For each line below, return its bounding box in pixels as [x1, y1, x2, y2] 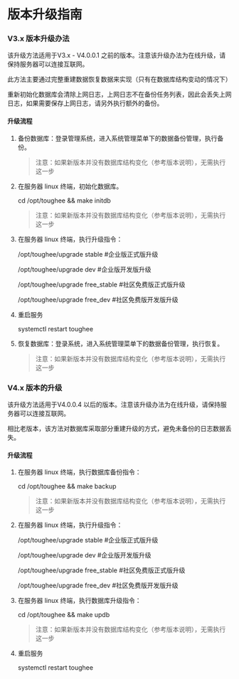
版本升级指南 [7, 6, 83, 23]
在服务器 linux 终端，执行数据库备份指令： [17, 468, 142, 476]
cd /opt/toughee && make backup [17, 482, 117, 491]
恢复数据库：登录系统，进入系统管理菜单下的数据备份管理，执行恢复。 [17, 339, 224, 348]
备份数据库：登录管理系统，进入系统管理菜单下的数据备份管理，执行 [17, 134, 218, 142]
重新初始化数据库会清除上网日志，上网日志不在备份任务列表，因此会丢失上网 [7, 90, 232, 99]
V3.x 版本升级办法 [7, 33, 70, 43]
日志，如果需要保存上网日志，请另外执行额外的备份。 [7, 99, 164, 107]
